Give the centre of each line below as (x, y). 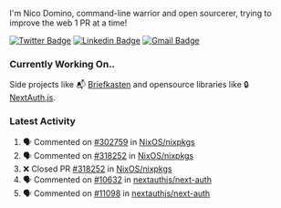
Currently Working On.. (62, 64)
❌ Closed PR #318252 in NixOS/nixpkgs (97, 169)
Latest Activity (42, 121)
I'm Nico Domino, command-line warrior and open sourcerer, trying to (140, 13)
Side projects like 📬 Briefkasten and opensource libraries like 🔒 (129, 85)
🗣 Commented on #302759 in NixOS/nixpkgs (109, 141)
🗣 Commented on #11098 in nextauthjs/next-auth (116, 193)
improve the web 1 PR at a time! (68, 23)
